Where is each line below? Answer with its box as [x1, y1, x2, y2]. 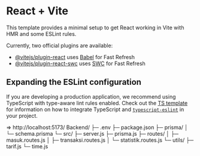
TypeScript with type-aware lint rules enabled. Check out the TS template [6, 99, 188, 106]
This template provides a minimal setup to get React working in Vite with [6, 24, 184, 31]
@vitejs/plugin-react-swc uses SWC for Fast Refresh [14, 60, 146, 67]
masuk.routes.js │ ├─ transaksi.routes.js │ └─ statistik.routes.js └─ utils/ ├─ [6, 136, 194, 143]
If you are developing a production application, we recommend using [6, 93, 176, 100]
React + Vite [6, 4, 69, 18]
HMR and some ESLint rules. [6, 30, 77, 37]
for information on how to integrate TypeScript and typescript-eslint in [6, 106, 184, 113]
